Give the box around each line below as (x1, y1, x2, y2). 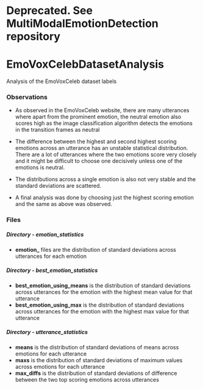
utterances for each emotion (15, 252, 87, 260)
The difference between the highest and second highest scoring (15, 138, 177, 145)
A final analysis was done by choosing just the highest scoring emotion (15, 194, 194, 201)
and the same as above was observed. (15, 201, 113, 208)
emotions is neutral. (15, 164, 65, 171)
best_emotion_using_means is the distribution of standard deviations (15, 282, 191, 290)
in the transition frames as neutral (15, 126, 100, 134)
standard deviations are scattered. (15, 182, 102, 190)
